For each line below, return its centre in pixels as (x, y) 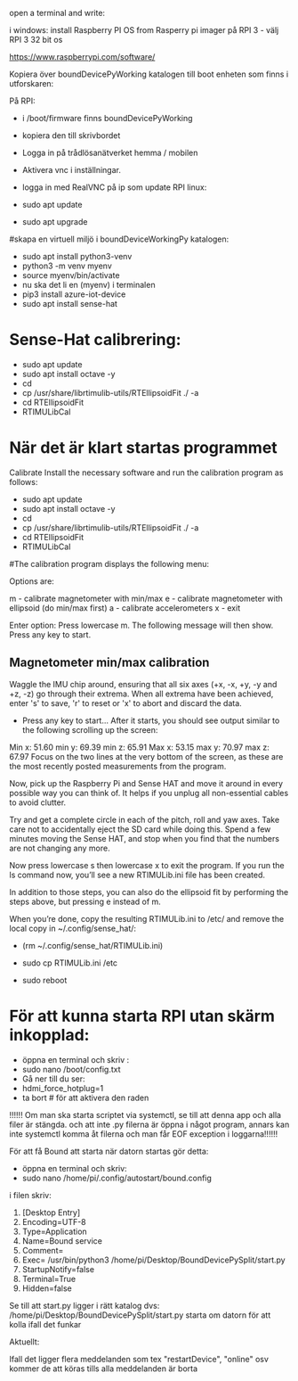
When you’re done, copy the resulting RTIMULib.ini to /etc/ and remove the (147, 918)
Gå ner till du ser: (54, 1079)
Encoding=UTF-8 (54, 1221)
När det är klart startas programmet (143, 448)
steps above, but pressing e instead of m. (85, 901)
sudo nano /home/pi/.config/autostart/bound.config (117, 1178)
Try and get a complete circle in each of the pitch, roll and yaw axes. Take (145, 819)
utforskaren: (32, 83)
